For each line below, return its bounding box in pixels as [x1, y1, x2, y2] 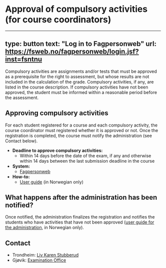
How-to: [12, 174, 30, 179]
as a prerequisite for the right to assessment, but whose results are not [5, 73, 150, 80]
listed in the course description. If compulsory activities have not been [5, 84, 148, 90]
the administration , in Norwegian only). [5, 224, 84, 230]
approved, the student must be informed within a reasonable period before [5, 89, 157, 95]
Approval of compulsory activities [5, 3, 148, 15]
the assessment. [5, 94, 39, 100]
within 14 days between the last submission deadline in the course [19, 158, 155, 164]
